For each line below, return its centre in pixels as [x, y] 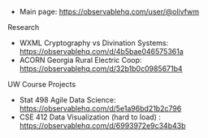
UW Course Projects [42, 84]
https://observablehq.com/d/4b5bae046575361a [101, 51]
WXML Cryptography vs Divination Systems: [93, 43]
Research [24, 27]
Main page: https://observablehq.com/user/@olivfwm [109, 12]
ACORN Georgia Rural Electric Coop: [80, 60]
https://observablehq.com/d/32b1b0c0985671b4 [101, 69]
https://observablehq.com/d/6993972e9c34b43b [102, 125]
